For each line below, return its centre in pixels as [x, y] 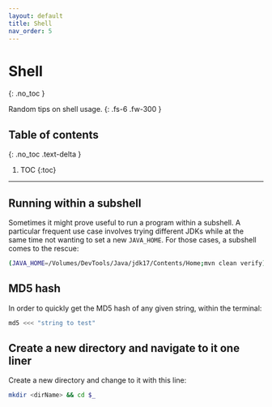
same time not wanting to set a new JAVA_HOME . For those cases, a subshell [132, 239]
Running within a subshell [75, 203]
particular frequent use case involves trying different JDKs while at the [126, 231]
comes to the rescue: [44, 248]
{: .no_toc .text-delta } [45, 154]
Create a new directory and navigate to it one [124, 348]
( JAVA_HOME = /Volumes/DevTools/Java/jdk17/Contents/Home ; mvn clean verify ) [137, 263]
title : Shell [30, 24]
